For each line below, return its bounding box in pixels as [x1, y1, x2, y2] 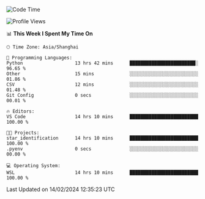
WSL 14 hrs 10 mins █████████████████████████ [6, 170, 199, 176]
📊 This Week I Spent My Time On [6, 30, 93, 37]
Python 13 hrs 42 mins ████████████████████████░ [6, 60, 199, 66]
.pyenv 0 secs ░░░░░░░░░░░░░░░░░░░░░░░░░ [6, 146, 199, 152]
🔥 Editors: [6, 108, 35, 115]
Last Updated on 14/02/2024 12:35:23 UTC [6, 186, 115, 193]
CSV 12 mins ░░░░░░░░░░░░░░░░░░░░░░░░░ [6, 81, 199, 88]
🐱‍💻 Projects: [6, 130, 40, 136]
